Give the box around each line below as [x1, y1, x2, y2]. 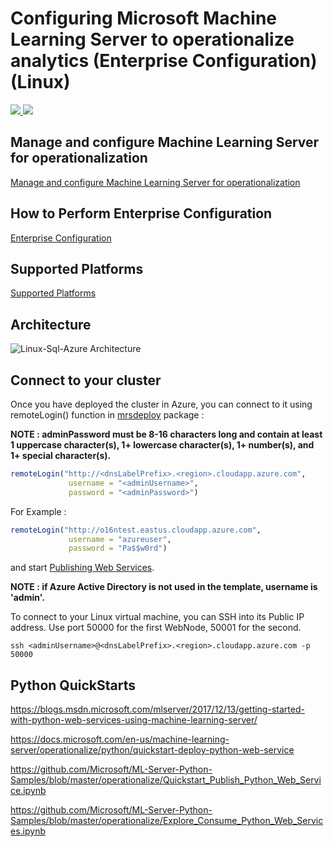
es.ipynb [10, 825, 46, 837]
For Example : [10, 505, 67, 517]
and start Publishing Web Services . [10, 562, 155, 574]
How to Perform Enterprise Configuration [10, 205, 273, 222]
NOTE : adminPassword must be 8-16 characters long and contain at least [10, 428, 323, 440]
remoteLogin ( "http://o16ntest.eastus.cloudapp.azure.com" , [10, 525, 262, 535]
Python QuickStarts [10, 677, 136, 694]
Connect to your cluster [10, 372, 162, 389]
